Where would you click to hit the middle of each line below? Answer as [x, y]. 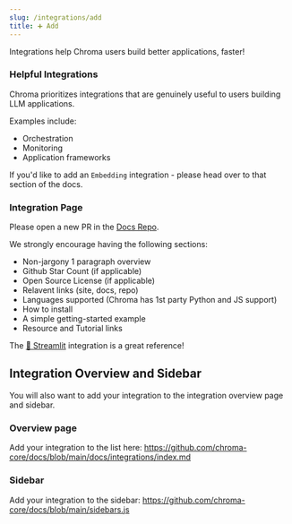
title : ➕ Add [34, 26]
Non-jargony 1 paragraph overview [86, 262]
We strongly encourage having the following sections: [108, 245]
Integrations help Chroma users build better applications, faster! [127, 51]
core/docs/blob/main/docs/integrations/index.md [100, 457]
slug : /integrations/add [56, 17]
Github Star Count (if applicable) [82, 271]
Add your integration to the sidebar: [75, 500]
